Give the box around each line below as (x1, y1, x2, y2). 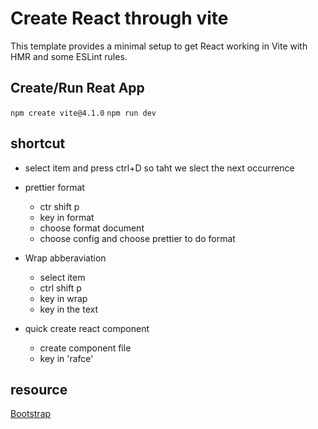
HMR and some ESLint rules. (10, 50, 128, 62)
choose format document (39, 222, 145, 234)
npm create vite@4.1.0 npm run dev (10, 108, 157, 118)
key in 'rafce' (39, 352, 94, 364)
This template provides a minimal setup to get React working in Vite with (10, 40, 308, 52)
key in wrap (39, 292, 88, 304)
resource (10, 381, 68, 398)
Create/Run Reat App (10, 80, 145, 97)
